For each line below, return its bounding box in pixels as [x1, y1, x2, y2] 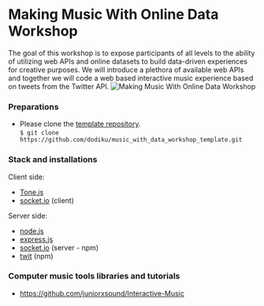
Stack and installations [8, 154, 98, 165]
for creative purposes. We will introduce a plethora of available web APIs [8, 65, 244, 74]
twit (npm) [19, 251, 54, 260]
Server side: [8, 211, 48, 220]
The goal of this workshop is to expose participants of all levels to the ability [8, 48, 255, 57]
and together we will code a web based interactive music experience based [8, 73, 254, 83]
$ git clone [19, 129, 59, 137]
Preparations [8, 101, 59, 112]
